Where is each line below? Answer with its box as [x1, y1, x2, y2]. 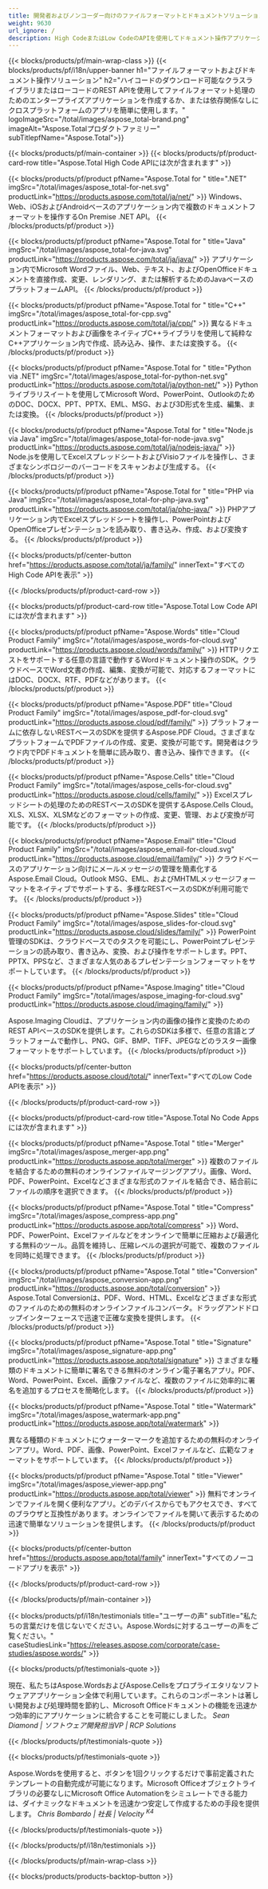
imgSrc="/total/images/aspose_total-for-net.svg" [8, 182, 170, 192]
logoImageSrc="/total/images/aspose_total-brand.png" [8, 114, 190, 124]
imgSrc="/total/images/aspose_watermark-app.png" [8, 1410, 181, 1420]
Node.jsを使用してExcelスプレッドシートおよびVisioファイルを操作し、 [8, 452, 242, 462]
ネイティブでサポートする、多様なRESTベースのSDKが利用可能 [35, 884, 242, 894]
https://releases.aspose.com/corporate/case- [69, 1640, 221, 1650]
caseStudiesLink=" [8, 1640, 70, 1650]
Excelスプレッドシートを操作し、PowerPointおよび [63, 514, 231, 524]
